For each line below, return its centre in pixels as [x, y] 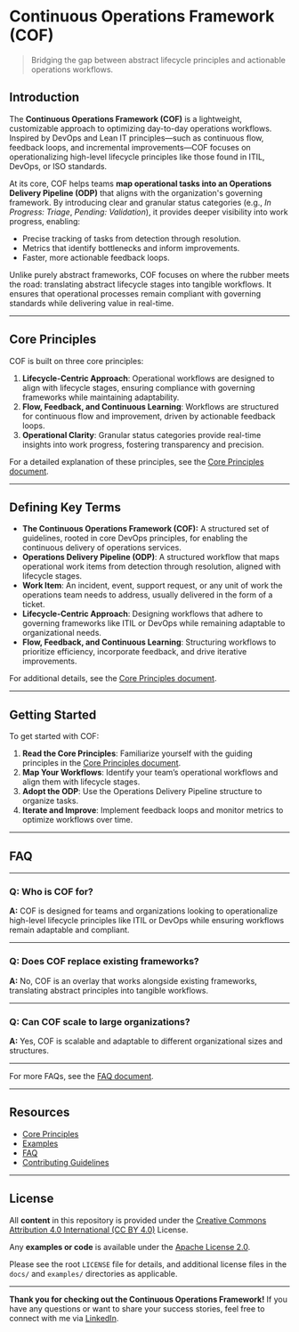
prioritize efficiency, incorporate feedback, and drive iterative [134, 652]
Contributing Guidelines [65, 1162]
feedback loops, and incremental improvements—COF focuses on [130, 147]
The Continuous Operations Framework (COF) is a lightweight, [126, 118]
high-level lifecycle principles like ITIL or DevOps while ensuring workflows [147, 921]
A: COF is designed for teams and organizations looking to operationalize [144, 911]
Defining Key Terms [65, 507]
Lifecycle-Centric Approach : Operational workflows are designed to [148, 378]
